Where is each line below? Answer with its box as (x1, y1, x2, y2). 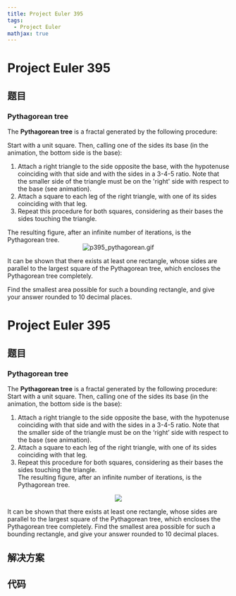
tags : (7, 17, 23, 24)
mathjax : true (7, 30, 49, 37)
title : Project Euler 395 (7, 10, 83, 18)
